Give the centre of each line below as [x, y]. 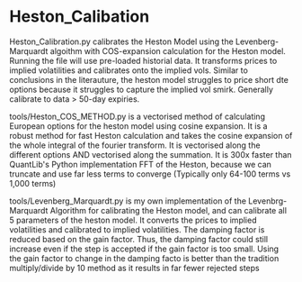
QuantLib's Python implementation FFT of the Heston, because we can [141, 164]
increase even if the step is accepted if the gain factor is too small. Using [144, 249]
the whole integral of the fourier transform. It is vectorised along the [135, 145]
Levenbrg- [268, 201]
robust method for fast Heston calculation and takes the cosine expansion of [151, 135]
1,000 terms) [33, 183]
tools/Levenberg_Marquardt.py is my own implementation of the [128, 201]
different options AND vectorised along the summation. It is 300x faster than [151, 154]
